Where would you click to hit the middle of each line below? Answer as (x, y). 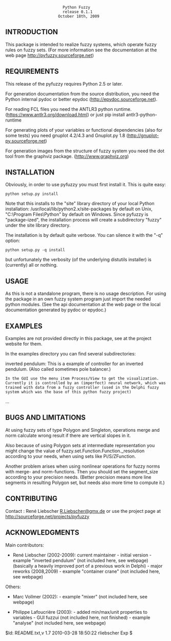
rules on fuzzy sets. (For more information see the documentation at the (81, 50)
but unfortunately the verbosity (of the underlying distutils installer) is (79, 259)
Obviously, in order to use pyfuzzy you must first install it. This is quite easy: (86, 185)
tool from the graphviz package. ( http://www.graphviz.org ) (67, 156)
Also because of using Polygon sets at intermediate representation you (80, 445)
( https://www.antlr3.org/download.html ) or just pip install (65, 114)
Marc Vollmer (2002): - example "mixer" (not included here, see (80, 596)
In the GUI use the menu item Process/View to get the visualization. (82, 379)
